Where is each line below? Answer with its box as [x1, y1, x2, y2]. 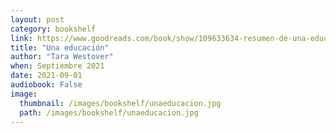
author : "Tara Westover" [10, 52, 114, 62]
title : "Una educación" [10, 42, 110, 53]
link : [10, 33, 33, 43]
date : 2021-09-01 [10, 71, 83, 81]
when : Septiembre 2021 [10, 61, 105, 71]
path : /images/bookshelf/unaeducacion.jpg [19, 107, 199, 118]
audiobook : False [10, 80, 83, 90]
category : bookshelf [10, 24, 97, 34]
